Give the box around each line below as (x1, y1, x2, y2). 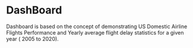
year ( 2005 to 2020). (6, 35, 59, 42)
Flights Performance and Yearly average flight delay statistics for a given (6, 29, 184, 36)
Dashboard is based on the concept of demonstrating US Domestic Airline (6, 23, 188, 30)
